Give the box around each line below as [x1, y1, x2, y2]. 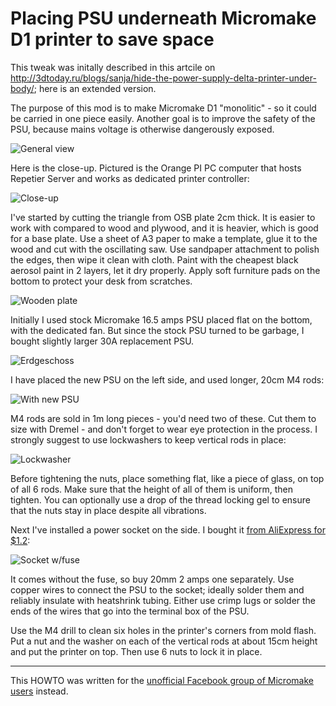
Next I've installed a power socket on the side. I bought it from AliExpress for [10, 523, 326, 536]
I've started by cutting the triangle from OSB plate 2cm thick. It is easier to [10, 211, 316, 223]
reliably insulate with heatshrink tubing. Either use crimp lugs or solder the [10, 594, 317, 606]
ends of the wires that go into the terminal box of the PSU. [10, 605, 250, 617]
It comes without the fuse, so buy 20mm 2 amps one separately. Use [10, 573, 295, 585]
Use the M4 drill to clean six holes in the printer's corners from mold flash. [10, 624, 317, 636]
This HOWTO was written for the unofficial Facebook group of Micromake [10, 674, 314, 686]
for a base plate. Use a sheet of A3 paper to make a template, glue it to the [10, 232, 318, 244]
